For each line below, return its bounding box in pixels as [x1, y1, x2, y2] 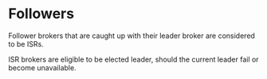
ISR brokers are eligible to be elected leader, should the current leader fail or [8, 55, 259, 64]
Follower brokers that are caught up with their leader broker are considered [8, 31, 255, 40]
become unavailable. [8, 62, 77, 72]
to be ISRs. [8, 39, 44, 48]
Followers [8, 5, 74, 23]
